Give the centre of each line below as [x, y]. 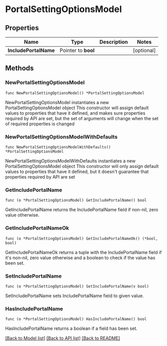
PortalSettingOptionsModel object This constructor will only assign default [82, 166]
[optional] [144, 50]
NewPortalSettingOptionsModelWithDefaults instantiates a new [70, 161]
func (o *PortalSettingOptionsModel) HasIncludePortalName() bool [76, 319]
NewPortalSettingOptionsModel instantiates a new [57, 102]
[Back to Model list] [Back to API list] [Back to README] [63, 338]
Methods [20, 68]
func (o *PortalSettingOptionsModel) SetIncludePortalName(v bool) [77, 286]
